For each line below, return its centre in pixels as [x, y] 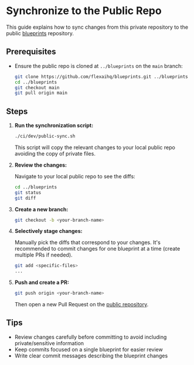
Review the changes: [41, 165]
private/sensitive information [49, 343]
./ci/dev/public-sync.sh [45, 136]
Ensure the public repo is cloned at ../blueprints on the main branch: [98, 66]
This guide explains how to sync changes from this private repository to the [97, 27]
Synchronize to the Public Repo [84, 11]
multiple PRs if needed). [43, 255]
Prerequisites [31, 52]
